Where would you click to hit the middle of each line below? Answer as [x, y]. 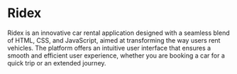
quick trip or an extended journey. [57, 63]
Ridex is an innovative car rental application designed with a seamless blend [118, 33]
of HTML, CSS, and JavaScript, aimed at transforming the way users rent [114, 40]
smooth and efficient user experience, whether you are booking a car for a [116, 55]
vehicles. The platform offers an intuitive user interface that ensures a [109, 48]
